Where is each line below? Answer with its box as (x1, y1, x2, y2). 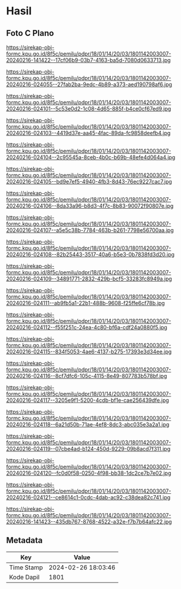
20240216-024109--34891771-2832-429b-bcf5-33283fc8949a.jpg (6, 275, 173, 282)
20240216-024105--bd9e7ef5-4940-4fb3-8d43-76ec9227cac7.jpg (6, 178, 173, 185)
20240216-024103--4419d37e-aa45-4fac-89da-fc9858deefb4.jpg (6, 130, 171, 136)
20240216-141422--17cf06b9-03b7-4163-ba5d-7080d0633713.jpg (6, 57, 171, 63)
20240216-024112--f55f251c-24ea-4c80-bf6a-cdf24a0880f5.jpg (6, 324, 168, 331)
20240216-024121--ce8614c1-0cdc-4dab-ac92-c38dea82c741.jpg (6, 494, 171, 501)
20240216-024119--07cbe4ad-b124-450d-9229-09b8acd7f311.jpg (6, 445, 171, 452)
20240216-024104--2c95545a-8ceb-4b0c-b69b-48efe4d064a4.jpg (6, 154, 176, 161)
